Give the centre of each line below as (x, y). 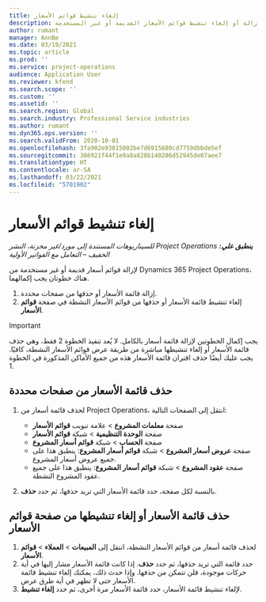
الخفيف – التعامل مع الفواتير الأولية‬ (59, 254)
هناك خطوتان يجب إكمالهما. (49, 278)
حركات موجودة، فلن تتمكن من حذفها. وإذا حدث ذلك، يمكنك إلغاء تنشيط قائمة (133, 572)
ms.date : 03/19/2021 (43, 45)
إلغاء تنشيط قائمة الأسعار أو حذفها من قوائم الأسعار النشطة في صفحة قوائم (131, 301)
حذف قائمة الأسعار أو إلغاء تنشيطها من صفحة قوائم (120, 515)
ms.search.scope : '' (43, 89)
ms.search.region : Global (51, 112)
